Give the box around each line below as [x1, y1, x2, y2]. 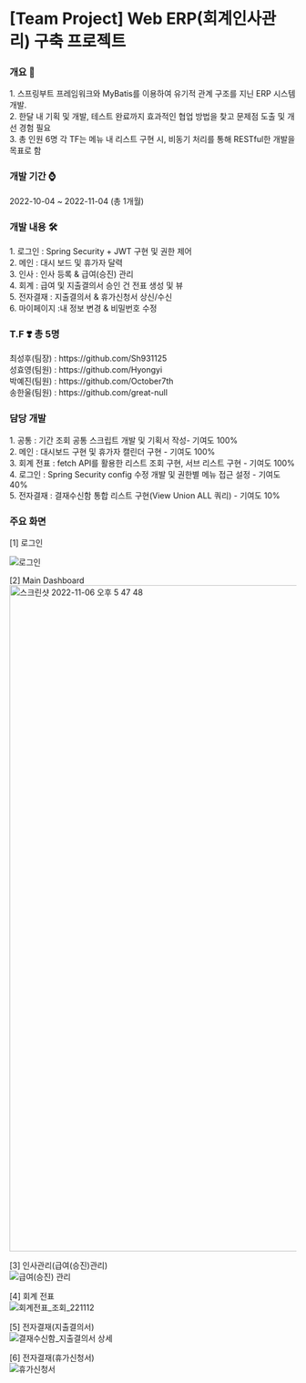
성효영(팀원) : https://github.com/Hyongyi [9, 364, 163, 375]
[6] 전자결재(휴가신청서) [9, 1352, 95, 1363]
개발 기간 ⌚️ [9, 170, 56, 183]
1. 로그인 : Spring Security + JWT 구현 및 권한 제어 [9, 246, 193, 257]
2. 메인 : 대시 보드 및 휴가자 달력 [9, 257, 123, 269]
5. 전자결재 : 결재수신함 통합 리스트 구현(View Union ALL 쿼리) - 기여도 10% [9, 489, 280, 501]
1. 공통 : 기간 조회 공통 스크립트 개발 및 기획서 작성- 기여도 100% [9, 435, 239, 446]
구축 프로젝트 [33, 31, 127, 52]
